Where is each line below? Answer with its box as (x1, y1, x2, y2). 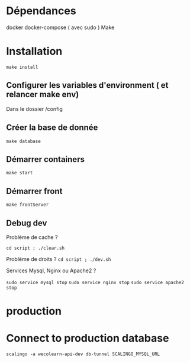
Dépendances (6, 4, 76, 18)
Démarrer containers (6, 154, 85, 164)
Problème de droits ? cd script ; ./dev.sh (6, 255, 111, 262)
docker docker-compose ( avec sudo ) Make (6, 24, 115, 31)
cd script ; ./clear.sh (6, 245, 65, 251)
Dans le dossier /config (6, 105, 63, 112)
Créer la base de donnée (6, 123, 98, 133)
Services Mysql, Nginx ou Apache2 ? (6, 267, 96, 274)
